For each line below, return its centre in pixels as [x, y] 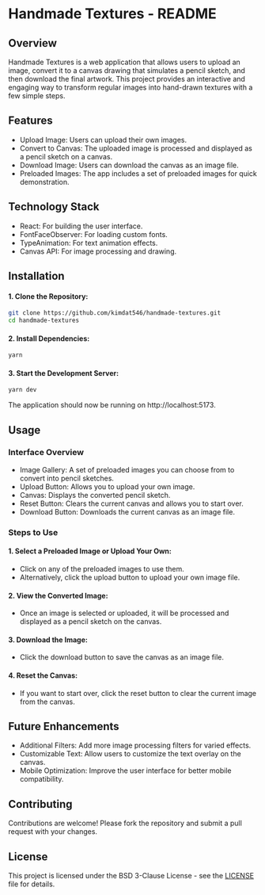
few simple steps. [37, 96]
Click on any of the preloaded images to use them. [102, 568]
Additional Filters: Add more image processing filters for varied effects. [135, 745]
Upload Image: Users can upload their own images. [103, 140]
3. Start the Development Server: [64, 373]
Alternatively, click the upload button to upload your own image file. [130, 577]
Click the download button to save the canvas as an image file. [121, 657]
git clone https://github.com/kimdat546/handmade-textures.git [115, 313]
